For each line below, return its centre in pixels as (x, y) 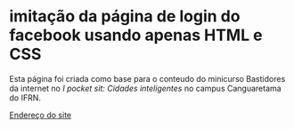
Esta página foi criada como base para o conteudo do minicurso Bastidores (147, 78)
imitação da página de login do (125, 16)
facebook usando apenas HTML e (136, 35)
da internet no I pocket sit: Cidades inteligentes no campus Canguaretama (146, 88)
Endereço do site (41, 115)
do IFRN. (25, 97)
